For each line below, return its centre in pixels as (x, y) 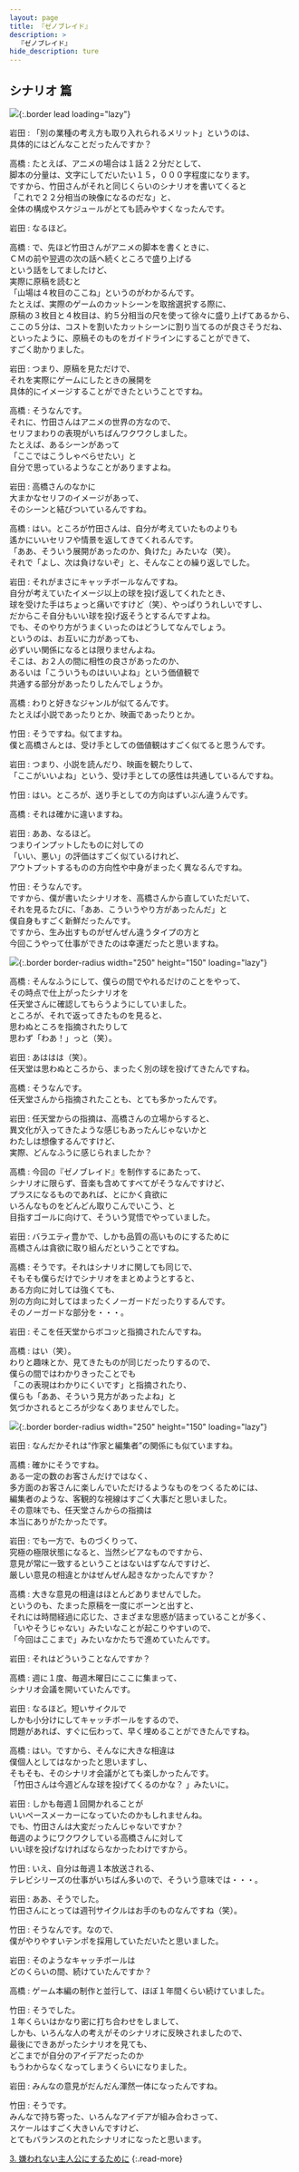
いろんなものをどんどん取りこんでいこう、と (92, 1205)
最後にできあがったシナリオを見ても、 (81, 2044)
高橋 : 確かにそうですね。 (57, 1465)
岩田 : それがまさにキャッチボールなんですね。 (96, 581)
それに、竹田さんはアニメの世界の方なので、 (92, 422)
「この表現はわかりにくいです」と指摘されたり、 (101, 1385)
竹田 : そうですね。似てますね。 (68, 733)
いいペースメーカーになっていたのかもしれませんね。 (108, 1815)
